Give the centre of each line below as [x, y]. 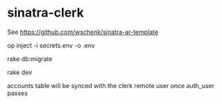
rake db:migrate [30, 59]
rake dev [20, 72]
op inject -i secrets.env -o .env [51, 45]
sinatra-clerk [46, 13]
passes [17, 93]
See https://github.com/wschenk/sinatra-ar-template [83, 32]
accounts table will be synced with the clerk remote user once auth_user [111, 85]
